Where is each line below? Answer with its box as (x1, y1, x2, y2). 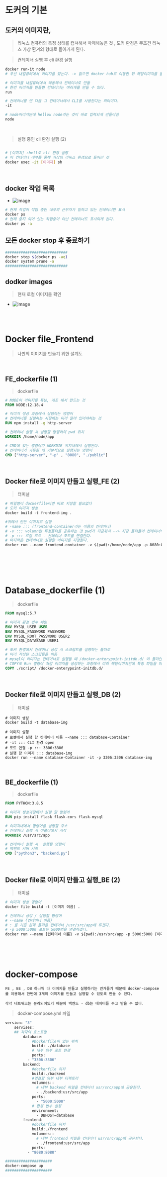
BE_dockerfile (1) (5, 778, 59, 786)
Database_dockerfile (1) (5, 585, 105, 596)
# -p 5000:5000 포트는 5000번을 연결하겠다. (5, 927, 88, 932)
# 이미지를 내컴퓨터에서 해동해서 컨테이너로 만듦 (5, 80, 90, 85)
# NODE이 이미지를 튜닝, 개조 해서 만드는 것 (5, 397, 85, 403)
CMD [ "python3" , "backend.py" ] (5, 851, 70, 856)
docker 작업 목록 (5, 184, 55, 193)
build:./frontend (31, 1127, 68, 1132)
